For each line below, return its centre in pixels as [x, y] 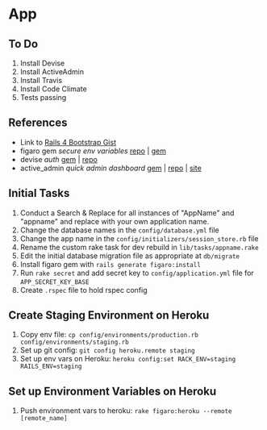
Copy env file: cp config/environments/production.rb [109, 335]
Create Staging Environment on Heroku [109, 315]
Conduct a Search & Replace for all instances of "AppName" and [127, 213]
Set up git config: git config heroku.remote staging [107, 350]
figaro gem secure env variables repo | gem [93, 151]
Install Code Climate [53, 89]
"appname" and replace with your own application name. [115, 221]
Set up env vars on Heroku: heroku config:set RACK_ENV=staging [128, 359]
